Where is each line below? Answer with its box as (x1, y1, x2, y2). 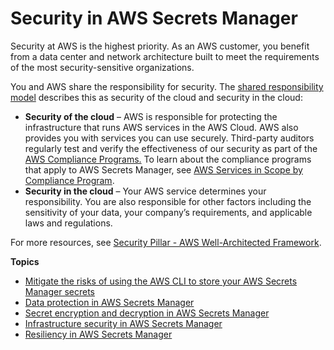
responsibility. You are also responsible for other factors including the (24, 195, 312, 207)
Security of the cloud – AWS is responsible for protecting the (24, 110, 278, 122)
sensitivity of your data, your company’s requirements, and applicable (24, 206, 313, 218)
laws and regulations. (24, 217, 113, 229)
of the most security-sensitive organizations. (10, 61, 195, 73)
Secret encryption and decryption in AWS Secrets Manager (24, 307, 270, 319)
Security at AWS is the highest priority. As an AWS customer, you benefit (10, 40, 310, 52)
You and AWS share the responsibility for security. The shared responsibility (10, 80, 324, 92)
